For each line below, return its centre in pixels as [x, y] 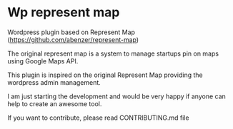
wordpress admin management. [54, 82]
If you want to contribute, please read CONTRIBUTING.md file [98, 118]
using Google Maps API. [43, 61]
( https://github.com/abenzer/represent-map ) [73, 39]
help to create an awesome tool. [55, 103]
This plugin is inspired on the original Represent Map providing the [105, 75]
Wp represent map [64, 12]
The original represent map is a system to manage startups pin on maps [113, 53]
